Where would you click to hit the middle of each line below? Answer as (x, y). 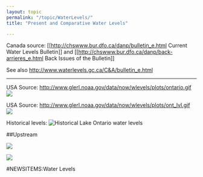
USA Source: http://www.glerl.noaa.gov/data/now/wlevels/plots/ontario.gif (99, 88)
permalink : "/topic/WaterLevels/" (50, 18)
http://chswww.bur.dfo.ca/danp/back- (126, 52)
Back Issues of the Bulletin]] (79, 59)
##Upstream (22, 135)
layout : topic (24, 12)
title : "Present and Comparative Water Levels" (67, 23)
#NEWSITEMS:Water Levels (41, 169)
